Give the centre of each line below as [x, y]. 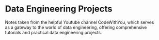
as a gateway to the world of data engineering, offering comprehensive [76, 27]
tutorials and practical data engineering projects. [54, 32]
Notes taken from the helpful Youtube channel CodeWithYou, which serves [79, 22]
